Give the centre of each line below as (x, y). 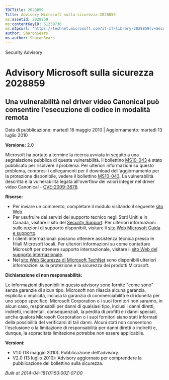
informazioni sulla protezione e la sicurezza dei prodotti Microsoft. (81, 265)
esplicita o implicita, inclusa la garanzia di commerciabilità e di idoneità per (82, 295)
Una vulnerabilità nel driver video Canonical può (82, 102)
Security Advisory (24, 52)
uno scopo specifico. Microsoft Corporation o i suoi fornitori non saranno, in (84, 301)
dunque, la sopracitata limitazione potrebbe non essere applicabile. (75, 333)
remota (17, 118)
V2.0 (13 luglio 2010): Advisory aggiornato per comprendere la (77, 358)
